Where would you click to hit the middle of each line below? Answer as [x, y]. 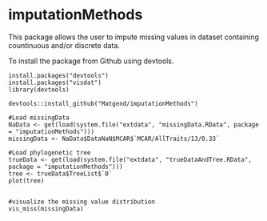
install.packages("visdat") [55, 82]
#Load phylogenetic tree [50, 153]
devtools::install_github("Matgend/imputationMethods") [103, 103]
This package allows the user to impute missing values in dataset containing [134, 37]
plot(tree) [26, 181]
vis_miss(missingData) [46, 209]
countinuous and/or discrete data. [64, 45]
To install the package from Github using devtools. [91, 61]
